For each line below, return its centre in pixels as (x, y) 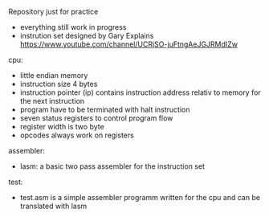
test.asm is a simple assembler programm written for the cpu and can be (140, 197)
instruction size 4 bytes (59, 84)
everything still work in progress (73, 27)
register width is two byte (62, 127)
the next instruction (52, 101)
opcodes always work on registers (77, 135)
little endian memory (54, 75)
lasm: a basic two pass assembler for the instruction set (112, 166)
